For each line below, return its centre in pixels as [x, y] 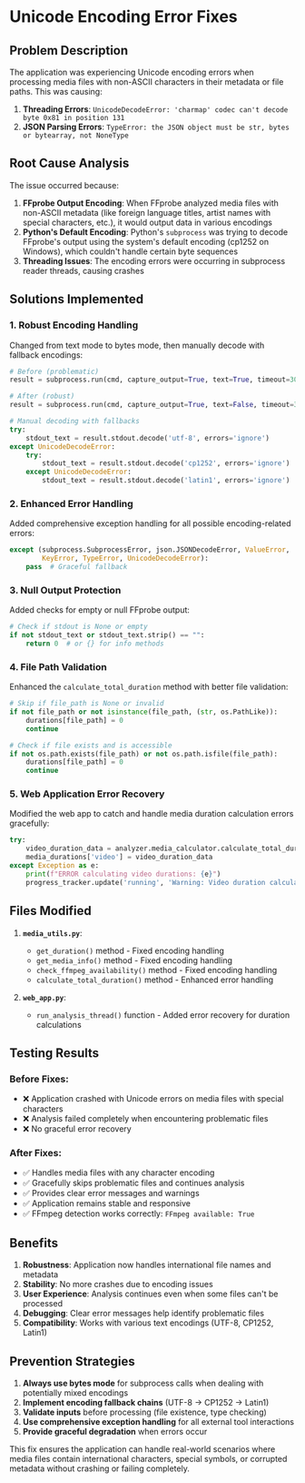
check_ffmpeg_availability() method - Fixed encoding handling [157, 970]
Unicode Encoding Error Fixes [123, 17]
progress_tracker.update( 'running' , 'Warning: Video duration [146, 882]
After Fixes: [35, 1153]
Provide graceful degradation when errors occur [115, 1432]
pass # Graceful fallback [77, 567]
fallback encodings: [46, 355]
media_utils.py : [53, 933]
